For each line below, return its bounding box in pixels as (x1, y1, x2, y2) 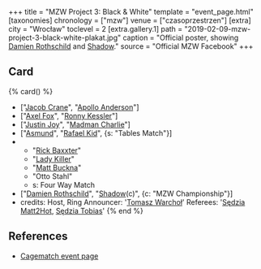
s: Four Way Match (32, 180, 96, 189)
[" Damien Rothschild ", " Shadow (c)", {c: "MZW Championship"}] (19, 189, 233, 198)
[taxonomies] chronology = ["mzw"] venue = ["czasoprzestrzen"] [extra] (8, 15, 251, 25)
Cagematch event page (19, 251, 99, 261)
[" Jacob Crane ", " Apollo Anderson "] (19, 102, 139, 112)
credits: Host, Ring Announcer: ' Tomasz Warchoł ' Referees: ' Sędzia (19, 197, 246, 206)
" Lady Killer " (32, 154, 75, 163)
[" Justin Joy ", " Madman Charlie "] (19, 119, 131, 129)
